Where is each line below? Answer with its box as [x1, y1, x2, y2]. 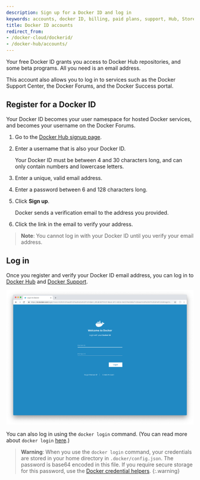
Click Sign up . [14, 197, 49, 205]
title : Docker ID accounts [6, 22, 73, 28]
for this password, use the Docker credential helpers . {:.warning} [20, 467, 180, 474]
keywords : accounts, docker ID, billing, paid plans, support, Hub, [6, 16, 180, 22]
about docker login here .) [6, 436, 70, 444]
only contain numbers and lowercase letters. [14, 163, 124, 170]
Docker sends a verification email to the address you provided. [14, 209, 169, 216]
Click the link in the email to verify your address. [14, 221, 133, 228]
